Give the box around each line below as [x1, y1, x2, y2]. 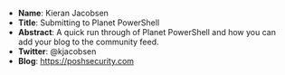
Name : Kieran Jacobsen [17, 8, 109, 18]
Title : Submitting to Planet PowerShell [17, 17, 160, 28]
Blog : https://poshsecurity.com [17, 56, 134, 66]
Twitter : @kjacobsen [17, 46, 97, 57]
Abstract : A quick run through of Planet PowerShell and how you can [17, 27, 276, 37]
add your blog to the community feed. [17, 36, 160, 47]
